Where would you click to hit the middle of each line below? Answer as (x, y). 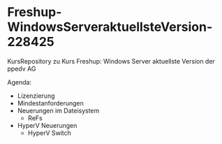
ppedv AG (22, 69)
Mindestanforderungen (50, 103)
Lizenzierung (36, 96)
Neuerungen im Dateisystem (58, 110)
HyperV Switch (50, 133)
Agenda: (20, 82)
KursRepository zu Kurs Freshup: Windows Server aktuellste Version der (111, 61)
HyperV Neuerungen (47, 125)
